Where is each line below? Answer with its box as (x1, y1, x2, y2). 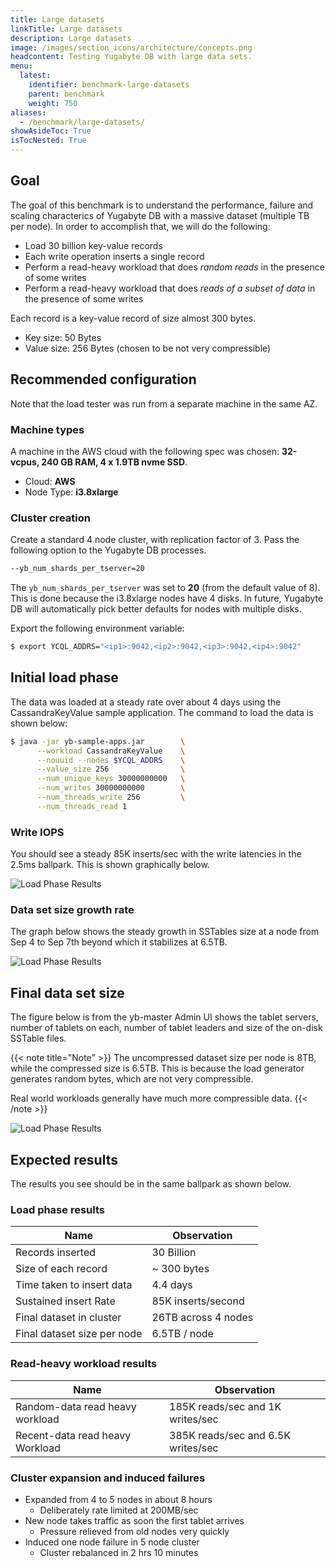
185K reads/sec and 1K (169, 1399, 282, 1413)
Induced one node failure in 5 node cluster (24, 1536, 200, 1548)
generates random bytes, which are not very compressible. (10, 1073, 254, 1085)
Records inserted (15, 1246, 96, 1260)
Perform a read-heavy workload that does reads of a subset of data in (24, 282, 316, 294)
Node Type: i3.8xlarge (24, 486, 119, 498)
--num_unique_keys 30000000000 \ (36, 774, 186, 784)
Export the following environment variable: (10, 622, 185, 635)
